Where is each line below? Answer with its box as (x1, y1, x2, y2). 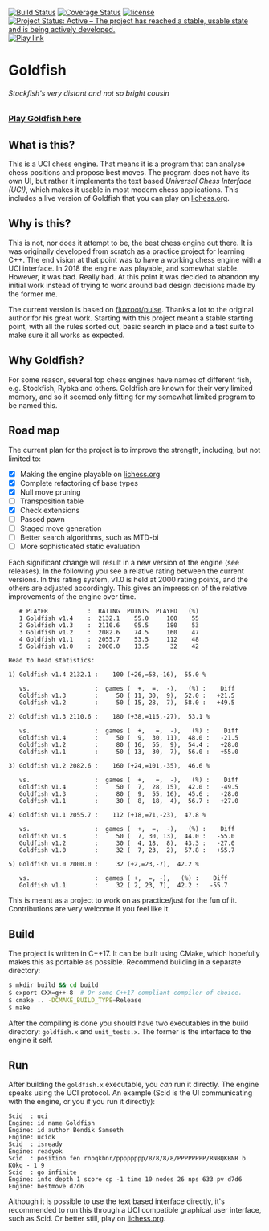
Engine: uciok (8, 1133, 56, 1142)
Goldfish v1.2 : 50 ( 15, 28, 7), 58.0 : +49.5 (18, 699, 235, 707)
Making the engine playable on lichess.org (19, 469, 161, 479)
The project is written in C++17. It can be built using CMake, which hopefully (8, 948, 260, 959)
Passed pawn (19, 514, 66, 524)
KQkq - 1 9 (8, 1161, 45, 1170)
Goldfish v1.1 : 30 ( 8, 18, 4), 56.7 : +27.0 (18, 797, 239, 805)
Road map (8, 424, 60, 438)
